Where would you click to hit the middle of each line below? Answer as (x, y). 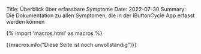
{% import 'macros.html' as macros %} (54, 33)
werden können (25, 22)
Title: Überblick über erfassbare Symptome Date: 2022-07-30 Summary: (96, 9)
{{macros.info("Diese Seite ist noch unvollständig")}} (71, 45)
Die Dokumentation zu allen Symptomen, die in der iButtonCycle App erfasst (100, 15)
